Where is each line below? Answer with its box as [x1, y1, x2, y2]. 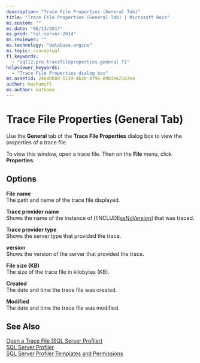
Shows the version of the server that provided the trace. [6, 250, 145, 258]
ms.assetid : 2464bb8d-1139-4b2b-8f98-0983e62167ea [6, 75, 135, 81]
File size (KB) [6, 262, 40, 269]
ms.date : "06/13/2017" [6, 25, 63, 32]
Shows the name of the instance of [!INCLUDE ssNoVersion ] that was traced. [6, 214, 195, 222]
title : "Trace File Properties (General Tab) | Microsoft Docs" [6, 14, 170, 20]
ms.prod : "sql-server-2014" [6, 31, 77, 37]
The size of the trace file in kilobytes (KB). [6, 268, 110, 276]
